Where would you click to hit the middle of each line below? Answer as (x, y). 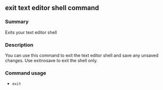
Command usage (26, 73)
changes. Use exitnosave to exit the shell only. (52, 60)
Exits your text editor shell (31, 32)
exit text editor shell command (52, 8)
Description (19, 45)
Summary (17, 22)
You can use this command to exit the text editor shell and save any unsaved (82, 55)
